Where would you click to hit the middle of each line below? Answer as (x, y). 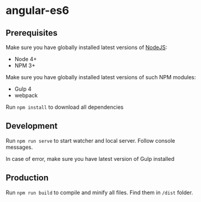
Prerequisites (32, 33)
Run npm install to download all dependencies (65, 107)
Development (32, 126)
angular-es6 (37, 11)
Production (27, 178)
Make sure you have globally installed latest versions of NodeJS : (87, 47)
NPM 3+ (25, 65)
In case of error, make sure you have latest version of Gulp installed (90, 158)
